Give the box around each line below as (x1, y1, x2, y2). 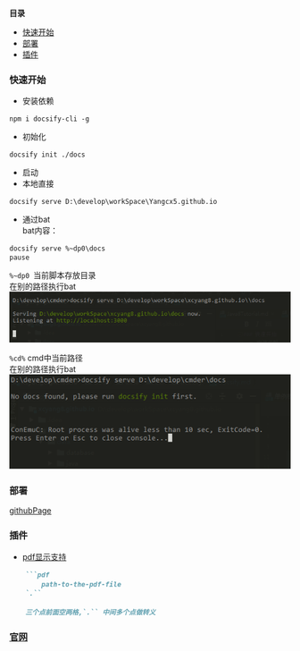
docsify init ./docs (9, 150, 87, 159)
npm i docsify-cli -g (9, 114, 90, 123)
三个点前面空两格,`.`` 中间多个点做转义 (25, 608, 156, 617)
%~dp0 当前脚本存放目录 (9, 270, 96, 281)
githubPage (9, 505, 52, 516)
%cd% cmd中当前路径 (9, 352, 83, 364)
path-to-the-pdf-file (41, 579, 122, 588)
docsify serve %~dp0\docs (9, 244, 105, 253)
